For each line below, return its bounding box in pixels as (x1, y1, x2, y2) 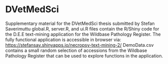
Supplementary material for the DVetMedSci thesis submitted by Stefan (5, 20, 155, 26)
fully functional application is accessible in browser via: (5, 37, 121, 43)
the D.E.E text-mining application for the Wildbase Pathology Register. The (5, 31, 161, 37)
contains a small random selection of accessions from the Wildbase (5, 47, 148, 53)
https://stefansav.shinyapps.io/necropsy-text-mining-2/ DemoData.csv (5, 42, 154, 48)
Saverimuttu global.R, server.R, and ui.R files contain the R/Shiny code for (5, 25, 159, 31)
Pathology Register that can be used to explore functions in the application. (5, 52, 163, 59)
